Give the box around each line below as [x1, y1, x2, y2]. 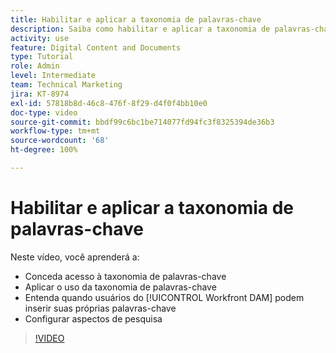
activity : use [10, 33, 70, 43]
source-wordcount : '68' [10, 136, 110, 146]
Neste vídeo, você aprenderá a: [10, 251, 140, 263]
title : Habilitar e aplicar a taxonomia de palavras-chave [10, 14, 262, 25]
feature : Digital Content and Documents [10, 42, 182, 53]
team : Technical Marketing [10, 80, 123, 90]
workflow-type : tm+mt [10, 126, 101, 136]
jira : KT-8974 [10, 89, 70, 99]
